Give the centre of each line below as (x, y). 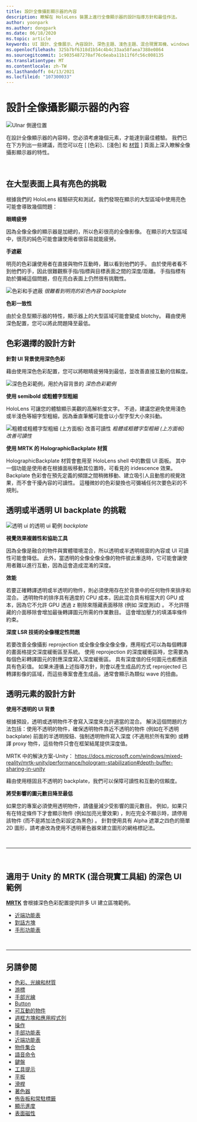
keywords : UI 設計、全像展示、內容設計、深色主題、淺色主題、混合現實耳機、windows (98, 45)
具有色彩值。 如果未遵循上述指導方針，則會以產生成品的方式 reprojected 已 (97, 666)
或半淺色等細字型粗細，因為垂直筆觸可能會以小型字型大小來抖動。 (86, 416)
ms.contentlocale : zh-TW (36, 66)
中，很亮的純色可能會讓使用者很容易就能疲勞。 (62, 239)
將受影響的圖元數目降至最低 (40, 793)
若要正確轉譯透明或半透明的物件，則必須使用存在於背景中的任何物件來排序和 (98, 590)
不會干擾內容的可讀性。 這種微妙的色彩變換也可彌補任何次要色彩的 (102, 482)
